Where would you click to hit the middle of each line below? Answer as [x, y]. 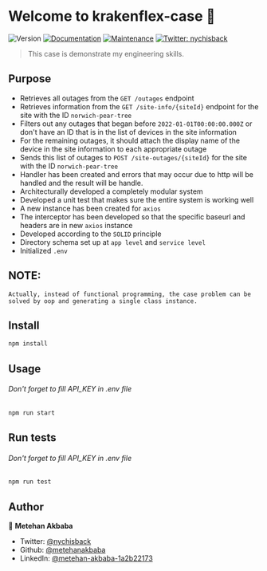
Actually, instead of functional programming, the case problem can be [130, 294]
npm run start [32, 413]
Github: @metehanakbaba [63, 550]
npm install [28, 344]
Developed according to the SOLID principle [90, 234]
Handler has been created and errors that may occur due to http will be [136, 174]
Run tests [32, 438]
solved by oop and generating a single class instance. [103, 301]
